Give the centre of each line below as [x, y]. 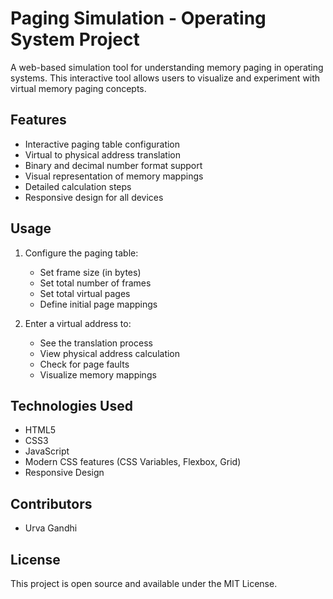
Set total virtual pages [85, 293]
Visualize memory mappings [98, 374]
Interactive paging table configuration [102, 144]
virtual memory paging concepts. [78, 88]
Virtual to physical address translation [102, 154]
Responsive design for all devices [94, 197]
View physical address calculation [110, 353]
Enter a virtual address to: [78, 323]
